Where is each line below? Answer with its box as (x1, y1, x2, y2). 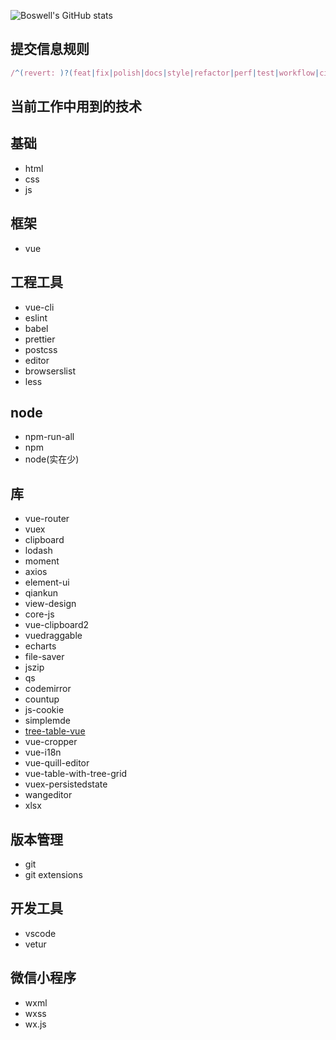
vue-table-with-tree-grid (24, 768, 128, 780)
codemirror (24, 683, 72, 695)
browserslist (24, 365, 76, 377)
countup (24, 693, 60, 705)
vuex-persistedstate (24, 778, 108, 790)
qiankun (24, 587, 59, 599)
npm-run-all (24, 431, 75, 443)
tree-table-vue (24, 725, 86, 737)
